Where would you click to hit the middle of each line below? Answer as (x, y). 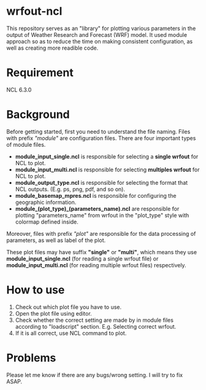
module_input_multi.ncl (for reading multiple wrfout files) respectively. (96, 265)
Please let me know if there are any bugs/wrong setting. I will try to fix (94, 375)
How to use (36, 290)
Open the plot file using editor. (53, 313)
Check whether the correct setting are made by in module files (94, 320)
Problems (31, 358)
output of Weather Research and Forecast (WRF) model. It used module (97, 34)
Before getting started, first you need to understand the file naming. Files (98, 131)
